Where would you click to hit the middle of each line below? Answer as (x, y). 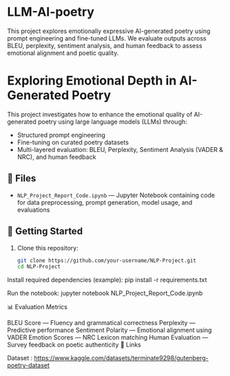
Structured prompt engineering (61, 135)
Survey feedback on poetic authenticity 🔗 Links (74, 345)
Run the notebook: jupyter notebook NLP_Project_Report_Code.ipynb (105, 294)
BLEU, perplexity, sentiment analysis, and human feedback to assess (105, 45)
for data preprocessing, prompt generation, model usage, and (105, 202)
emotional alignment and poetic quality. (63, 53)
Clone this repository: (48, 247)
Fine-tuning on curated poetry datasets (73, 142)
